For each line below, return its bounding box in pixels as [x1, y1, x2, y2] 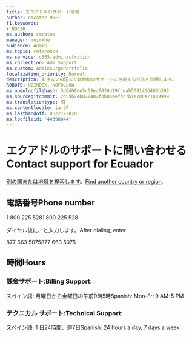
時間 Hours [6, 258, 46, 268]
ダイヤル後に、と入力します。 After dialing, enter [6, 227, 126, 233]
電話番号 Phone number [6, 198, 95, 208]
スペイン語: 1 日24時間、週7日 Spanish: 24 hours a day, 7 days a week [6, 324, 180, 331]
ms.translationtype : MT [6, 99, 67, 105]
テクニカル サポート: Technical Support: [6, 309, 123, 317]
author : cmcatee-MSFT [6, 15, 61, 21]
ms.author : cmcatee [6, 32, 56, 38]
